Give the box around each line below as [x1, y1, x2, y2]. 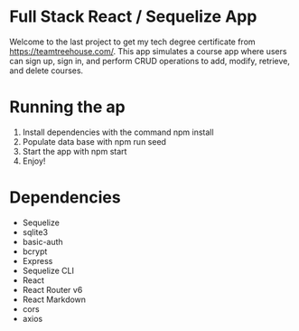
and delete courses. [9, 65, 84, 76]
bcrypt [22, 246, 48, 257]
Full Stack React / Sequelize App [9, 6, 257, 27]
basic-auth [22, 236, 63, 247]
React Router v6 [22, 284, 83, 295]
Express [22, 255, 53, 266]
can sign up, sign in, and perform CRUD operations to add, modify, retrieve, [9, 55, 291, 66]
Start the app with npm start [22, 146, 127, 156]
